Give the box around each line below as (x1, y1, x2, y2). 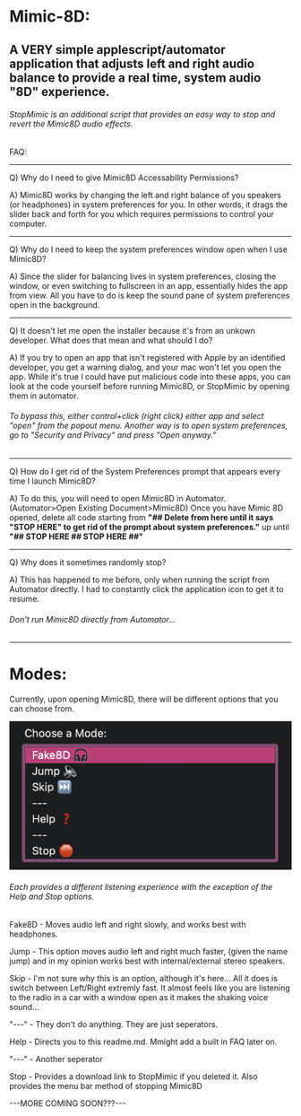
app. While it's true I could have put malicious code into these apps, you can (9, 371, 291, 382)
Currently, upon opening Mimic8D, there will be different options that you (9, 693, 279, 705)
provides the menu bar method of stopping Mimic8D (9, 1081, 203, 1092)
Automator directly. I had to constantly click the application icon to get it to (9, 583, 284, 594)
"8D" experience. (9, 83, 110, 100)
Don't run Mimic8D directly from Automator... (9, 614, 176, 624)
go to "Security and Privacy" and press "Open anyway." (9, 430, 217, 440)
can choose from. (9, 703, 74, 714)
